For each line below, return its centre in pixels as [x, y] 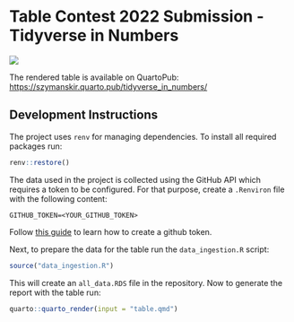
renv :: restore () [39, 162]
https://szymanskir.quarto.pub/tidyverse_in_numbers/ [108, 86]
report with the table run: [55, 292]
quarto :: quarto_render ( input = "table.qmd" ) [94, 309]
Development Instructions [84, 115]
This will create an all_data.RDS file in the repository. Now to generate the [146, 283]
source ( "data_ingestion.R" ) [62, 265]
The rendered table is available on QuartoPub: [94, 77]
